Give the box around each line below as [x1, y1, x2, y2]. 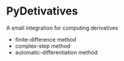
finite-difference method [15, 36, 77, 43]
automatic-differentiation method [15, 48, 98, 56]
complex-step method [15, 42, 71, 50]
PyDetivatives [6, 4, 79, 18]
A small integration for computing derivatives [6, 24, 119, 31]
